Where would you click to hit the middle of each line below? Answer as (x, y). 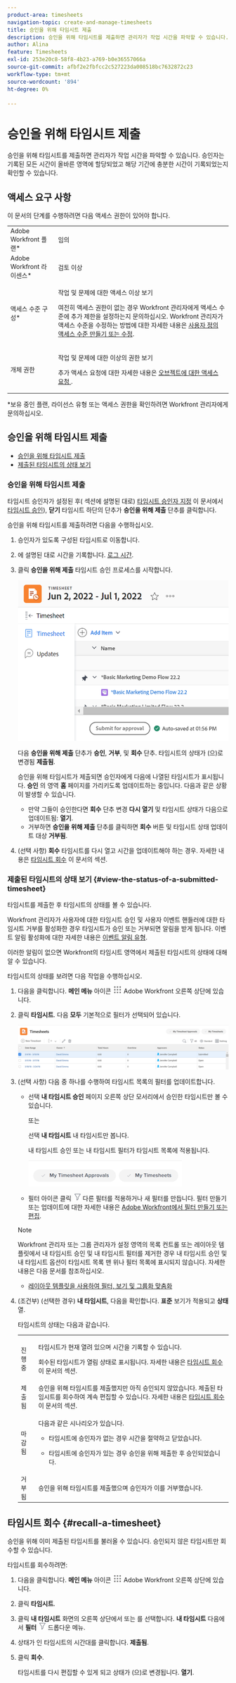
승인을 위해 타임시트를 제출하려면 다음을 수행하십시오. (80, 525)
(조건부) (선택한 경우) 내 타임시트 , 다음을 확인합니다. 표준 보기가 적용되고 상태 (123, 1301)
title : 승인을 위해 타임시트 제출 (50, 30)
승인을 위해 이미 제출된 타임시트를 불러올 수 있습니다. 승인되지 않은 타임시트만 (113, 1541)
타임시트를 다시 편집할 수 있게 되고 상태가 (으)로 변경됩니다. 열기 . (106, 1672)
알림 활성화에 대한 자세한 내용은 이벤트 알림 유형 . (81, 937)
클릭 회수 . (31, 1658)
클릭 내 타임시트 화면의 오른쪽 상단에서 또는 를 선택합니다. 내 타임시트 (112, 1619)
